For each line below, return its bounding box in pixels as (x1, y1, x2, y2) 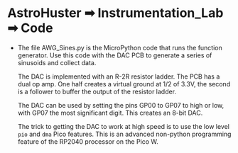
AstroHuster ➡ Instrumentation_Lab (7, 5, 224, 21)
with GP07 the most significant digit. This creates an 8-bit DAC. (17, 108, 203, 117)
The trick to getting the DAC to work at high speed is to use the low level (17, 122, 229, 130)
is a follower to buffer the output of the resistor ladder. (17, 87, 176, 96)
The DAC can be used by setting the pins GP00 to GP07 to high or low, (17, 101, 225, 109)
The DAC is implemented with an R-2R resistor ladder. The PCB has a (17, 72, 220, 81)
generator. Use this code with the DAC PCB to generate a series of (17, 51, 212, 59)
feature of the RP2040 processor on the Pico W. (17, 137, 158, 146)
